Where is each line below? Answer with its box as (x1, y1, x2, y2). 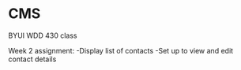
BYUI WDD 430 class (8, 31, 77, 40)
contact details (8, 54, 57, 64)
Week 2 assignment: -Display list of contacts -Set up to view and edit (8, 46, 234, 55)
